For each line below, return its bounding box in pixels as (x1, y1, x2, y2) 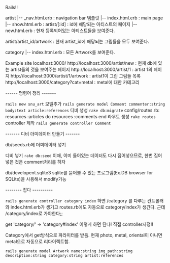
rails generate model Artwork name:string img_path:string (5, 249, 133, 254)
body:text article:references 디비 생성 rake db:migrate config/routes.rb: (5, 107, 160, 113)
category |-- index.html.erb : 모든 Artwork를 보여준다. (5, 49, 115, 55)
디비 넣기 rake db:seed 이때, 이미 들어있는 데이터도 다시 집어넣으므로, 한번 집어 (5, 152, 162, 159)
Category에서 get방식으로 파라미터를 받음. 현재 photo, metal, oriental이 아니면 (5, 232, 162, 238)
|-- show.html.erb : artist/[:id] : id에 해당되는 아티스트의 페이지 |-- (5, 21, 138, 27)
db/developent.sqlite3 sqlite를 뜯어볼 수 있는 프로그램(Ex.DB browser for (5, 170, 153, 175)
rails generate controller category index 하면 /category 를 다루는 (5, 198, 146, 203)
